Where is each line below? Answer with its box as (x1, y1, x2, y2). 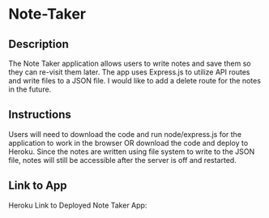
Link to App (8, 179, 67, 193)
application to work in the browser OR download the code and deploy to (8, 138, 249, 147)
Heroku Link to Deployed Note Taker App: (8, 200, 147, 210)
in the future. (8, 84, 52, 94)
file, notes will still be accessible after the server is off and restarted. (8, 155, 237, 165)
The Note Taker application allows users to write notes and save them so (8, 58, 251, 68)
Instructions (8, 108, 71, 122)
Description (8, 37, 69, 51)
